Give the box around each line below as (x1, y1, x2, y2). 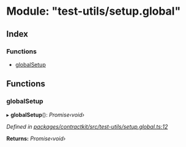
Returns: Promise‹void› (6, 135, 66, 142)
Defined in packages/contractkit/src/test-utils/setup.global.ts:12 (6, 123, 168, 130)
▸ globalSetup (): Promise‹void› (6, 111, 84, 118)
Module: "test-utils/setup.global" (6, 4, 181, 18)
